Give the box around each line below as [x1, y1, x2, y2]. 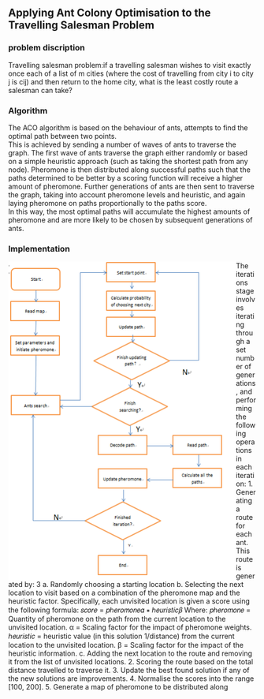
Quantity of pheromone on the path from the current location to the [8, 615, 226, 624]
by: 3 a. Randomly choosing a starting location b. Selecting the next [24, 580, 244, 589]
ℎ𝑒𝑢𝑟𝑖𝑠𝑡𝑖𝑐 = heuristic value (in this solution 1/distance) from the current [8, 631, 235, 641]
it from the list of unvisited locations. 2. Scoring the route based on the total [8, 657, 254, 667]
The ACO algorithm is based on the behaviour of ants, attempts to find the [8, 122, 248, 133]
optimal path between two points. [8, 131, 117, 140]
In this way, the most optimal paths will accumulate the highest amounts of [8, 207, 251, 216]
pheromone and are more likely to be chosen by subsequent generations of [8, 215, 253, 224]
